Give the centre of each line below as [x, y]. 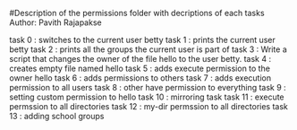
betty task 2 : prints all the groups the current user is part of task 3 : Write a [148, 49]
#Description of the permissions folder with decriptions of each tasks [137, 13]
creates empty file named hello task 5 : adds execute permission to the [140, 68]
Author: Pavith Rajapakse [55, 22]
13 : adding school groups [57, 116]
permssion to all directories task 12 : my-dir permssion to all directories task [149, 106]
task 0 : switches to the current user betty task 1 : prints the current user [142, 40]
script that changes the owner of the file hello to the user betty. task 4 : [140, 59]
